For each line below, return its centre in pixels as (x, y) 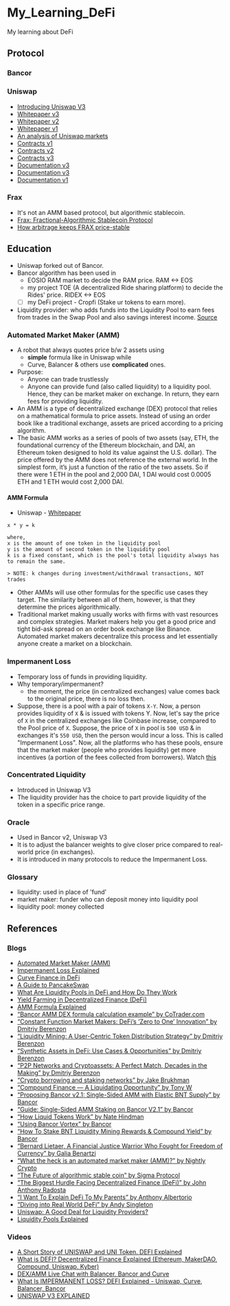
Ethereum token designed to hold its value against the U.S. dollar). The (117, 453)
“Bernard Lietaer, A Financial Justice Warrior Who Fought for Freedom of (120, 1146)
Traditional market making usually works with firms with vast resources (117, 614)
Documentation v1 (43, 180)
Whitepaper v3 (38, 114)
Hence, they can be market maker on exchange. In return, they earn (123, 394)
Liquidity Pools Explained (53, 1219)
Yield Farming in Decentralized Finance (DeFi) (82, 999)
